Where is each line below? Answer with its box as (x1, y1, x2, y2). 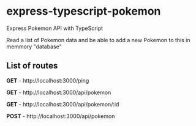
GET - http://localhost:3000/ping (6, 76, 89, 84)
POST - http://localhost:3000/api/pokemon (6, 112, 115, 120)
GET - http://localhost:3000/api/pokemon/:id (6, 100, 119, 108)
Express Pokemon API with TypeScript (6, 24, 103, 32)
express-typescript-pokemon (6, 4, 161, 18)
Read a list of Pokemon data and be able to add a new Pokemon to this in (6, 36, 191, 43)
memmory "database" (6, 43, 62, 50)
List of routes (6, 61, 58, 71)
